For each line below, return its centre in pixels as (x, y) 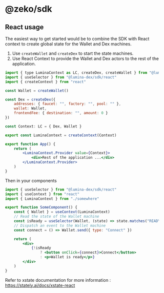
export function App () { (30, 144)
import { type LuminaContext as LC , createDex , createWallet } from (76, 73)
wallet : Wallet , (31, 108)
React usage (24, 27)
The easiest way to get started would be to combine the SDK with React (77, 39)
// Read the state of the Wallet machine (56, 217)
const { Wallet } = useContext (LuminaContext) (62, 212)
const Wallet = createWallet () (37, 91)
